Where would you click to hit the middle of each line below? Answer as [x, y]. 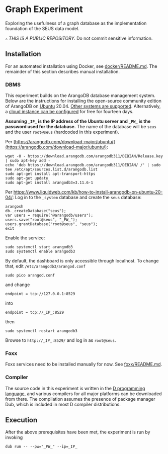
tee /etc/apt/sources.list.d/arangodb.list [52, 169]
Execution [21, 420]
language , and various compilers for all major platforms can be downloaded [83, 394]
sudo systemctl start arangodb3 [39, 247]
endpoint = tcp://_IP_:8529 [35, 313]
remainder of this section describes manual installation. [62, 71]
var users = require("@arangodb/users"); [49, 215]
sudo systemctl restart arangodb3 [41, 331]
